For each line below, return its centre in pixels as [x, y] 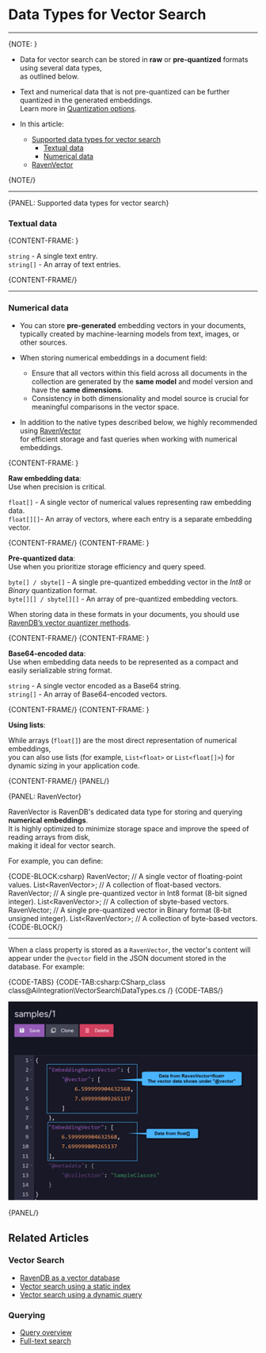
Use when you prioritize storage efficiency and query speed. [107, 566]
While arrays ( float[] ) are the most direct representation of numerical [123, 740]
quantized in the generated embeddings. [86, 100]
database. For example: [47, 966]
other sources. [44, 342]
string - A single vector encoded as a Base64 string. [95, 685]
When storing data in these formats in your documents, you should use [124, 614]
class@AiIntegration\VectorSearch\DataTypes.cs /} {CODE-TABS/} [116, 990]
